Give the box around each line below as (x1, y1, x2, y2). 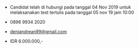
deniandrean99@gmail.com (9, 29, 67, 34)
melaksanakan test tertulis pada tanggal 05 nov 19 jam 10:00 (9, 9, 135, 15)
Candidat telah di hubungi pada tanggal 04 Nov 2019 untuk (9, 4, 131, 10)
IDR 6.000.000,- (9, 38, 43, 44)
